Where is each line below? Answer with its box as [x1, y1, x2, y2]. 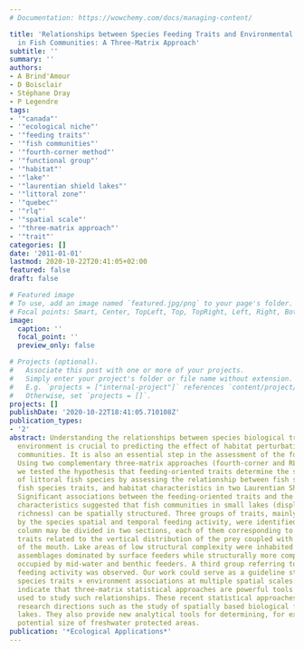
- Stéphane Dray [9, 88, 71, 98]
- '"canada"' [9, 114, 59, 123]
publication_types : [9, 416, 83, 426]
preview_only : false [17, 341, 95, 350]
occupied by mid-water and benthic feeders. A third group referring [17, 559, 285, 569]
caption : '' [17, 324, 63, 334]
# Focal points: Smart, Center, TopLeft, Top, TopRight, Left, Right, [9, 307, 281, 316]
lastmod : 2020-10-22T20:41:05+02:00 [9, 257, 147, 267]
